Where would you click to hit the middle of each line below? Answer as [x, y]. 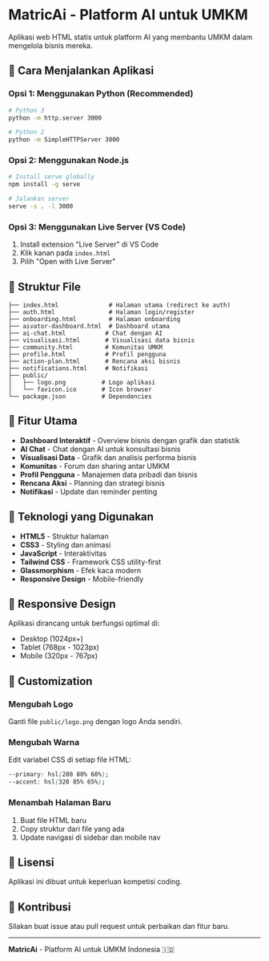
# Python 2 [26, 132]
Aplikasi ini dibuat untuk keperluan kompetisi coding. [95, 882]
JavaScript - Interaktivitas [63, 553]
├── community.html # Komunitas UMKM [85, 348]
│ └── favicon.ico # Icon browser [80, 390]
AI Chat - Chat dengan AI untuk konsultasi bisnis [100, 449]
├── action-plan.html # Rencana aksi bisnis [94, 362]
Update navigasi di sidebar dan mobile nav [90, 837]
